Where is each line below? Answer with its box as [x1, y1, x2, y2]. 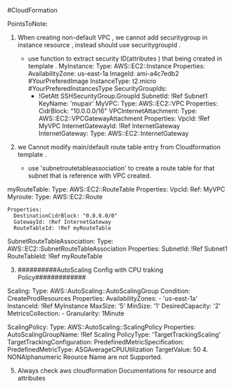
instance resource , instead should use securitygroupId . [17, 41, 181, 49]
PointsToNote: [7, 20, 48, 27]
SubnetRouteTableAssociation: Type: [7, 237, 114, 245]
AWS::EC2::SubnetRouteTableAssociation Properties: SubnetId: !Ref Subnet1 [7, 244, 228, 253]
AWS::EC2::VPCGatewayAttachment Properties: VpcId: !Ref [38, 114, 210, 123]
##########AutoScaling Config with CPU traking [17, 265, 164, 274]
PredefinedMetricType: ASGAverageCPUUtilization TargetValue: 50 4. [7, 345, 209, 353]
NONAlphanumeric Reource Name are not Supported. [7, 353, 163, 361]
